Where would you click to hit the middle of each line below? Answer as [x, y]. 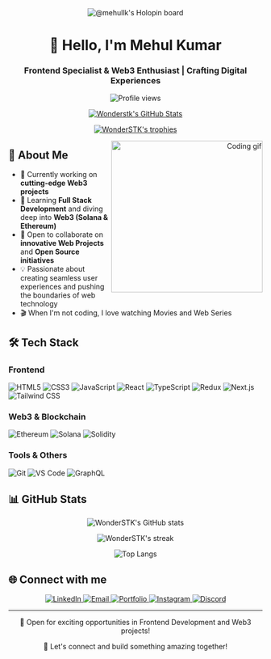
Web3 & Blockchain [47, 416]
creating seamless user [59, 278]
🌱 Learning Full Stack [56, 201]
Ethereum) [38, 226]
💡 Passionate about [52, 269]
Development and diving [61, 209]
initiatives [37, 260]
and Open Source [50, 252]
